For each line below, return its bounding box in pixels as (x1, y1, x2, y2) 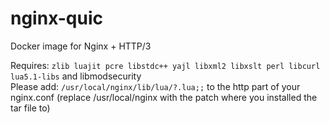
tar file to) (10, 102, 51, 114)
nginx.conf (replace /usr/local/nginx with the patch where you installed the (10, 91, 318, 103)
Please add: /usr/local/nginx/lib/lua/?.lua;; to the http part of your (10, 80, 301, 92)
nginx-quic (10, 7, 103, 30)
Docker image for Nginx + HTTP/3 (10, 40, 152, 52)
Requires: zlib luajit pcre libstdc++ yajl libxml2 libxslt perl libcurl (10, 59, 321, 71)
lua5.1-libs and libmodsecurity (10, 70, 142, 82)
